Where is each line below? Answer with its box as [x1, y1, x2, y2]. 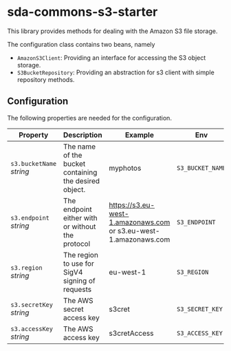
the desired [63, 176, 100, 186]
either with [63, 213, 98, 222]
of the [63, 150, 82, 160]
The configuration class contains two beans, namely [7, 40, 155, 48]
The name [63, 142, 96, 151]
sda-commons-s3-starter [7, 4, 158, 20]
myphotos [109, 163, 142, 173]
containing [63, 167, 98, 177]
